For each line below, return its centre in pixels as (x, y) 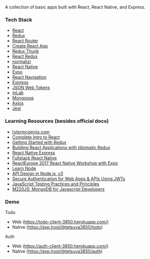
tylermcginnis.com (31, 132)
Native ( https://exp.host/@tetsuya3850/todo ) (57, 227)
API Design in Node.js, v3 (37, 173)
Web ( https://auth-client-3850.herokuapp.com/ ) (60, 246)
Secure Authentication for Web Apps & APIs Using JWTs (69, 179)
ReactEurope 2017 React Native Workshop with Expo (65, 163)
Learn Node (24, 168)
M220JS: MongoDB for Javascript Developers (58, 189)
